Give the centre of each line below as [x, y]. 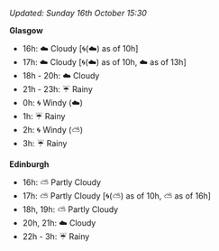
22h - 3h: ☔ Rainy [56, 237]
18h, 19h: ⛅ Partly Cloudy [70, 209]
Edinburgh [29, 164]
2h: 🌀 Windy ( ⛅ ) [53, 130]
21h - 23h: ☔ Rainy [57, 89]
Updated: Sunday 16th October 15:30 [78, 13]
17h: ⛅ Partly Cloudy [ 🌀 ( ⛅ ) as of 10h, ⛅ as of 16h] [117, 196]
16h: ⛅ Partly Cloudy [62, 182]
